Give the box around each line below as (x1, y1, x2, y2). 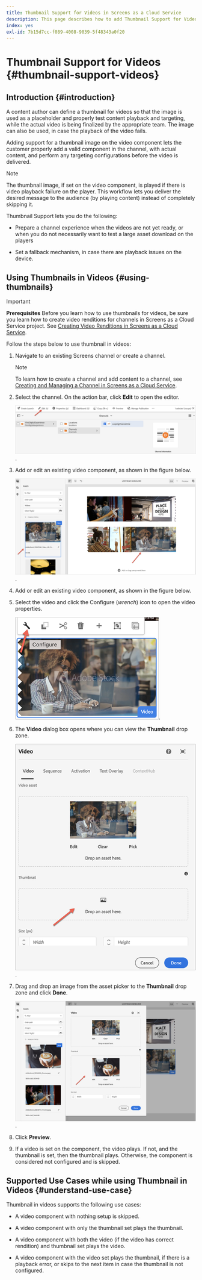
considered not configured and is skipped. (14, 1158, 120, 1166)
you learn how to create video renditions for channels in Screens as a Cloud (6, 316, 194, 323)
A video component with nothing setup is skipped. (14, 1213, 139, 1220)
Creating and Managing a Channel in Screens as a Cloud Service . (14, 382, 177, 389)
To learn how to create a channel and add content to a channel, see (14, 375, 182, 382)
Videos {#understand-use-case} (6, 1185, 132, 1195)
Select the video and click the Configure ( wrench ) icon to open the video (14, 598, 195, 605)
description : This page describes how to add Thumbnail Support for (6, 16, 182, 22)
